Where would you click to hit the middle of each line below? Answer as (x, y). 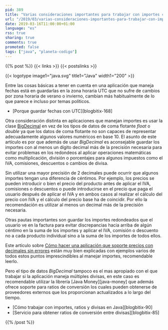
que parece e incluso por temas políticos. (48, 101)
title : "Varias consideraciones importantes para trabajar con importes (82, 14)
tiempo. (13, 297)
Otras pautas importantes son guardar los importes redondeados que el (79, 219)
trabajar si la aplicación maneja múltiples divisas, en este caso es (72, 276)
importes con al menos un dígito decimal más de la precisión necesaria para (84, 147)
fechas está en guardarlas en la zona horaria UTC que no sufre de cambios (82, 90)
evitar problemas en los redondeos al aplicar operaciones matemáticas (78, 152)
